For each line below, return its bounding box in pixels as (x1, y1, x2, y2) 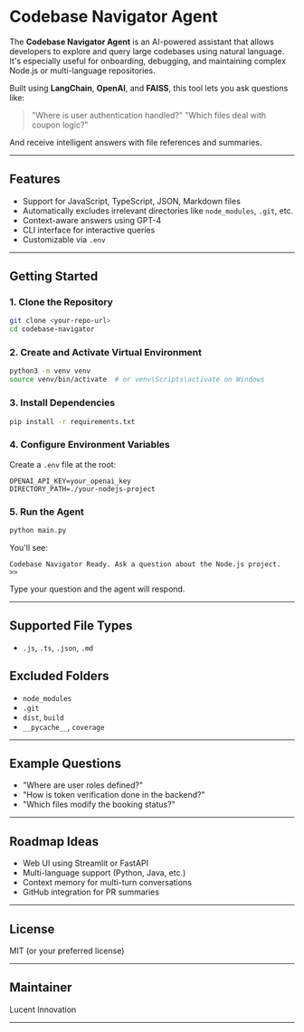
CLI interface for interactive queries (22, 224, 156, 235)
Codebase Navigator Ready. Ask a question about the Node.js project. (9, 559, 281, 569)
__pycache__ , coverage (22, 721, 105, 732)
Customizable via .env (22, 233, 106, 245)
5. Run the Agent (9, 505, 84, 517)
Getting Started (9, 269, 99, 284)
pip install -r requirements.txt (9, 417, 136, 426)
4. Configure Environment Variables (9, 439, 170, 451)
